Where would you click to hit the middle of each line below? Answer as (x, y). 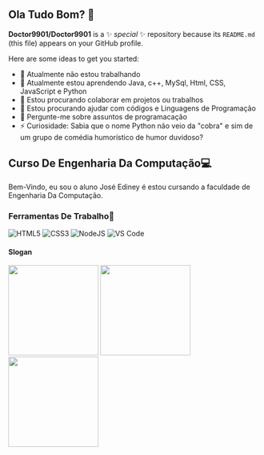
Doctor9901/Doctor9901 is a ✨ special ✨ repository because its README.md (132, 34)
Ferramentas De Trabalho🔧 (61, 215)
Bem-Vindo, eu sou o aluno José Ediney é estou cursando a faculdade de (129, 187)
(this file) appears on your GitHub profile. (76, 43)
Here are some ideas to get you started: (74, 58)
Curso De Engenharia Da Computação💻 (110, 164)
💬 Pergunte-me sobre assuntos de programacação (104, 116)
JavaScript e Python (53, 91)
